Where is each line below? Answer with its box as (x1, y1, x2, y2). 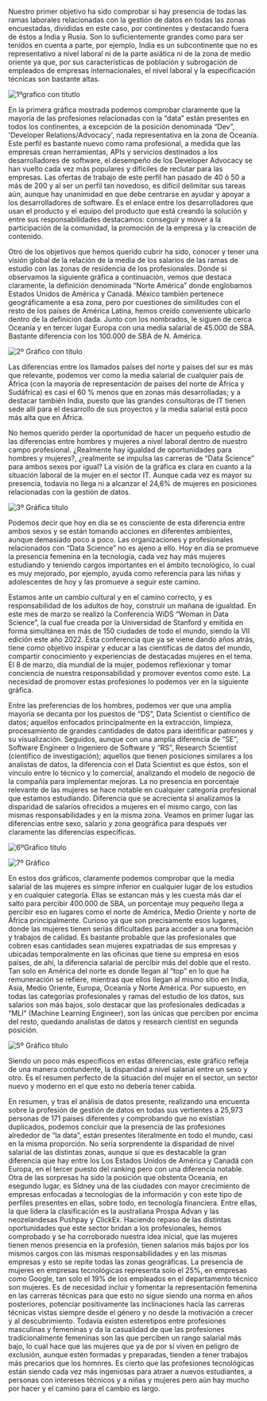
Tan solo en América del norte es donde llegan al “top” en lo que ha (8, 967, 230, 975)
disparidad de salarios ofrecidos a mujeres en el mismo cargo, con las (8, 802, 238, 811)
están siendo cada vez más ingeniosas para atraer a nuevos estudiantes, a (8, 1367, 253, 1376)
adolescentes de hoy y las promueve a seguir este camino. (8, 577, 201, 586)
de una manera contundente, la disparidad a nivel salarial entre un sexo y (8, 1064, 248, 1074)
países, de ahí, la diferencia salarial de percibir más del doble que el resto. (8, 958, 251, 967)
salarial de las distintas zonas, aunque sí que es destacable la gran (8, 1148, 226, 1156)
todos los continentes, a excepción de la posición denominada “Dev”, (8, 122, 235, 131)
